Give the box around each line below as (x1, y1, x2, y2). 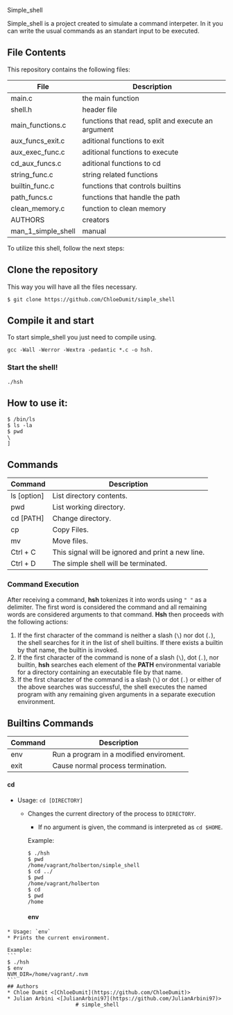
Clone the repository (7, 264, 98, 276)
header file (82, 104, 118, 114)
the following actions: (7, 617, 69, 626)
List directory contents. (52, 491, 128, 501)
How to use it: (7, 397, 68, 409)
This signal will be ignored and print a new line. (52, 548, 205, 557)
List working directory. (52, 503, 126, 512)
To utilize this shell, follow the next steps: (7, 244, 125, 252)
